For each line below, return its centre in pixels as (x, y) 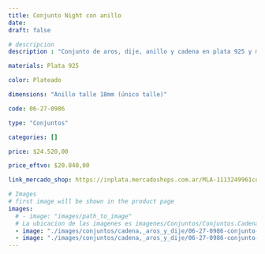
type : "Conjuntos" (38, 123)
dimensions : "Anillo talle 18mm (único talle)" (88, 95)
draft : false (30, 30)
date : (17, 23)
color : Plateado (35, 80)
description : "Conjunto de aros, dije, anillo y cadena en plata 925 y (130, 52)
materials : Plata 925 (44, 66)
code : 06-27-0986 (37, 108)
